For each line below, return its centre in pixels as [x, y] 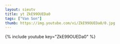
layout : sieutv [20, 9]
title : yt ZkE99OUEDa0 [28, 14]
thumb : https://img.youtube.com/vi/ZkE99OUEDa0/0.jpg [60, 23]
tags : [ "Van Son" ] [23, 18]
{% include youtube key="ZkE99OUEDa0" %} [50, 37]
